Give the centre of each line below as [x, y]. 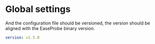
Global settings [38, 9]
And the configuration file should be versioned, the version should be [78, 23]
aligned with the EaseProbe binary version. [50, 28]
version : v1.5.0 [22, 37]
